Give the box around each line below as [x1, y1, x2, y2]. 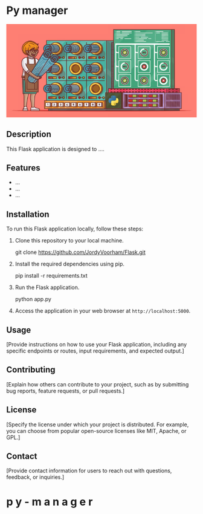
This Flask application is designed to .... [6, 145, 105, 152]
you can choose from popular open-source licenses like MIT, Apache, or [6, 427, 187, 434]
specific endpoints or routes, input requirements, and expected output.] [6, 347, 184, 354]
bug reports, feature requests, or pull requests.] [6, 387, 125, 394]
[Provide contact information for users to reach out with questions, [6, 467, 172, 475]
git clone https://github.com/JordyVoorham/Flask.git [14, 249, 146, 256]
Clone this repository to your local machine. [14, 237, 124, 244]
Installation [6, 209, 50, 220]
